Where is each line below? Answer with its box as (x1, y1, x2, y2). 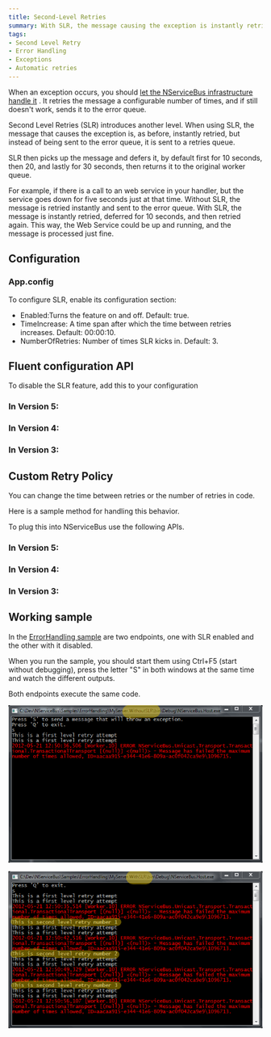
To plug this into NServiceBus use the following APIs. (8, 522, 185, 531)
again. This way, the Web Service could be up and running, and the (8, 220, 231, 229)
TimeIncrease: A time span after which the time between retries (19, 319, 231, 329)
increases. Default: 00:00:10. (19, 327, 116, 337)
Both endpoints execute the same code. (8, 689, 141, 699)
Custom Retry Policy (8, 469, 114, 483)
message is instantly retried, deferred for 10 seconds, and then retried (8, 211, 241, 221)
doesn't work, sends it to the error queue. (8, 104, 147, 114)
